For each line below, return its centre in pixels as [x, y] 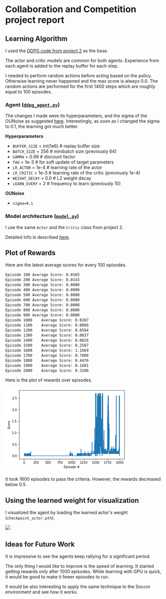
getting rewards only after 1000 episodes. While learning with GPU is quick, [84, 572]
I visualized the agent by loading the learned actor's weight [67, 513]
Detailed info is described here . [38, 237]
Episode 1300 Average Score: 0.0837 [47, 336]
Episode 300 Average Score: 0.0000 [43, 285]
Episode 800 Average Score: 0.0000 [43, 310]
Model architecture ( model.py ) [42, 216]
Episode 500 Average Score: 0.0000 [43, 295]
